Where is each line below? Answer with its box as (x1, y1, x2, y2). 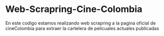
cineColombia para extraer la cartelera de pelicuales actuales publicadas (5, 25, 159, 31)
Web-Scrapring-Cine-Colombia (5, 3, 142, 15)
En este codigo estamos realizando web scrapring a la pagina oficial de (5, 20, 156, 26)
